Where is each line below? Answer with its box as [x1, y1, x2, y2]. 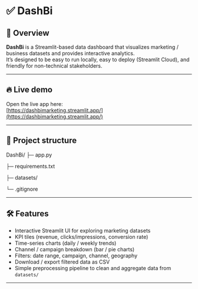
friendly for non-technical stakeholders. [6, 62, 103, 69]
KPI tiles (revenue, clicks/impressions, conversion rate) [14, 234, 148, 241]
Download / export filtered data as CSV [14, 258, 110, 265]
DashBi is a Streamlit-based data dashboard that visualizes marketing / [6, 44, 179, 51]
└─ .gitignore [6, 185, 38, 192]
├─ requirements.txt [6, 162, 55, 170]
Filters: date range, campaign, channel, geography [14, 252, 138, 260]
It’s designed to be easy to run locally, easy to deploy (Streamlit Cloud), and [6, 56, 190, 63]
